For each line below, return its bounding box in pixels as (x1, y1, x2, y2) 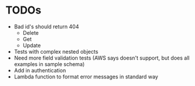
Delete (22, 29, 39, 36)
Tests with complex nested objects (14, 48, 99, 55)
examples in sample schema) (14, 60, 85, 68)
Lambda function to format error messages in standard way (14, 73, 159, 80)
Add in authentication (14, 67, 66, 74)
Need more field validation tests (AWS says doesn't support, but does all (14, 54, 190, 61)
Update (22, 42, 41, 49)
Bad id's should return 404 (14, 23, 79, 30)
